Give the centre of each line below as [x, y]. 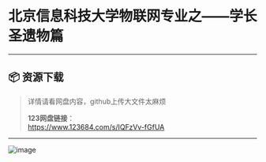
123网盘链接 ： [51, 118]
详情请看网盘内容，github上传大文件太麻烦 [97, 101]
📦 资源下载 [36, 77]
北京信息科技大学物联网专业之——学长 [133, 16]
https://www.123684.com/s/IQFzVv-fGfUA [96, 126]
